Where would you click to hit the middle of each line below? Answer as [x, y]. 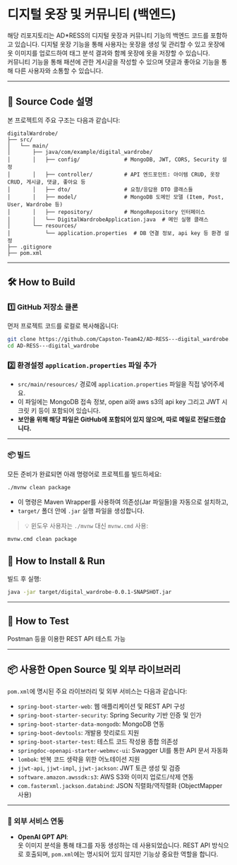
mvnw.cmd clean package [42, 539]
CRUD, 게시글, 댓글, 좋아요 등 [47, 182]
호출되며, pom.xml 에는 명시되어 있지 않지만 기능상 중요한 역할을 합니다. [122, 854]
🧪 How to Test [38, 621]
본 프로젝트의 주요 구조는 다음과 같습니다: [64, 120]
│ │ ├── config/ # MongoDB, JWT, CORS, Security [113, 160]
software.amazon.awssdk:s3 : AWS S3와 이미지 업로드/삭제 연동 [105, 777]
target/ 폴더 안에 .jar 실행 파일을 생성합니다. [81, 511]
